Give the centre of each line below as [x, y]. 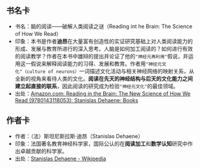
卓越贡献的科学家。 [44, 151]
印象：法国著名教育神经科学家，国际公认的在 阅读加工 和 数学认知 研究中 [101, 143]
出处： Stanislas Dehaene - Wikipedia [60, 158]
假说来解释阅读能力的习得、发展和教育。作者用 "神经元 [96, 63]
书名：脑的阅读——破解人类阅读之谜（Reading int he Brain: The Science [104, 26]
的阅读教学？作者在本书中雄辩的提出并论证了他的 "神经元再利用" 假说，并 [101, 56]
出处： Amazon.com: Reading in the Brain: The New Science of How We [103, 93]
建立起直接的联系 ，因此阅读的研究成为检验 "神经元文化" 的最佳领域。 [97, 86]
